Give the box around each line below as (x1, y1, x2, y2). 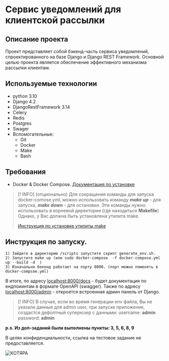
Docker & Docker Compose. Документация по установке (12, 181, 135, 187)
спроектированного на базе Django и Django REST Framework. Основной (5, 54, 164, 60)
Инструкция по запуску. (5, 238, 88, 246)
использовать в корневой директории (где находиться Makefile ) (17, 207, 159, 213)
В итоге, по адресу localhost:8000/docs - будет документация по (5, 278, 147, 284)
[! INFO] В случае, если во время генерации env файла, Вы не (17, 299, 153, 305)
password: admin (17, 315, 55, 321)
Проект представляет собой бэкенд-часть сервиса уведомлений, (5, 49, 149, 54)
